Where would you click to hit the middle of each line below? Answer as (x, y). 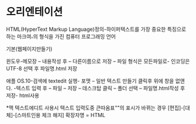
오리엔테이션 (35, 12)
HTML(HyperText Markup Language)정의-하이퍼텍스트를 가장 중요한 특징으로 (96, 29)
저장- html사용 (23, 95)
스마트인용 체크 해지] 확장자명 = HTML (61, 115)
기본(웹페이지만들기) (29, 49)
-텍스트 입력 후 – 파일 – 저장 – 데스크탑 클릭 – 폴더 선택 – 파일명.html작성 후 (99, 88)
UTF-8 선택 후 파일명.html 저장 (42, 68)
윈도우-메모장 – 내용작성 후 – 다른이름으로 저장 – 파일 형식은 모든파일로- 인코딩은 (98, 61)
